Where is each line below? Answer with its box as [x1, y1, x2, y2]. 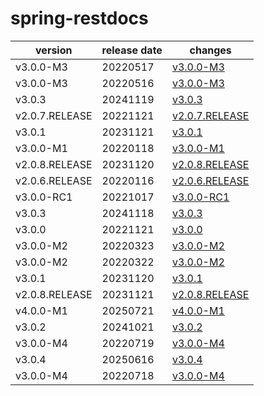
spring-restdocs [10, 7, 149, 30]
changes [189, 43, 232, 57]
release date [101, 43, 163, 57]
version [35, 43, 73, 57]
